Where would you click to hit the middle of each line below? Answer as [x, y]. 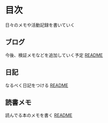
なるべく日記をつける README [37, 85]
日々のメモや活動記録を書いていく [40, 25]
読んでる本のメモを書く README [39, 116]
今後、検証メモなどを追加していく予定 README [54, 55]
